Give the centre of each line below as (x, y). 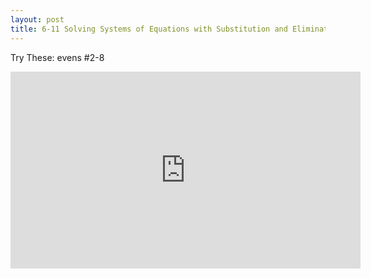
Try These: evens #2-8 (57, 57)
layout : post (37, 19)
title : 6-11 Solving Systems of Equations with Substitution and (149, 29)
